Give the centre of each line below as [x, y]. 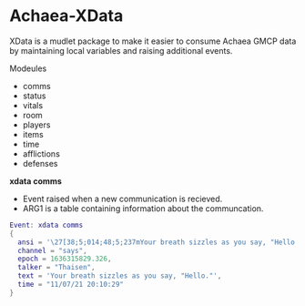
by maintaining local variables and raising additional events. [121, 50]
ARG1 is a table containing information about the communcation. [143, 208]
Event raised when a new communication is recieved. [122, 199]
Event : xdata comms [46, 225]
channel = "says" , [53, 250]
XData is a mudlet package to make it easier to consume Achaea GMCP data [153, 41]
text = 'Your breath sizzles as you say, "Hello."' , [120, 276]
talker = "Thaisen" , [56, 268]
